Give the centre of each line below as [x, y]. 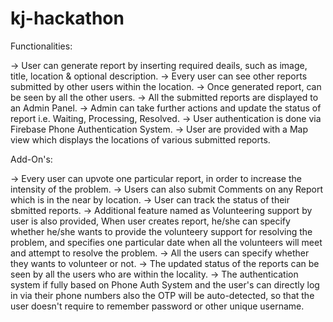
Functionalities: [41, 46]
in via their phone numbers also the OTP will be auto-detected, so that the [162, 295]
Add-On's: [31, 159]
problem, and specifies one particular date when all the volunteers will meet [166, 242]
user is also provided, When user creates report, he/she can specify [150, 221]
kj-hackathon [67, 18]
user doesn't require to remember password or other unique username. [157, 306]
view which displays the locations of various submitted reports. [140, 139]
